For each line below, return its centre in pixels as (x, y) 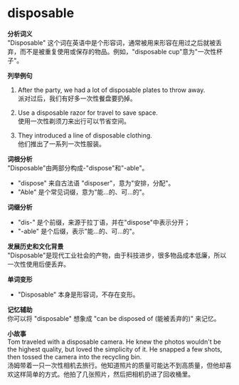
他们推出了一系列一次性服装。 (61, 143)
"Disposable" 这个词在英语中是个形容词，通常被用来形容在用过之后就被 (112, 42)
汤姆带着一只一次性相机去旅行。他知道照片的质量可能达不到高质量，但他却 (116, 365)
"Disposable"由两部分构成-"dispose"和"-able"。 (78, 168)
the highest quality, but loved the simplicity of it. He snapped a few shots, (115, 349)
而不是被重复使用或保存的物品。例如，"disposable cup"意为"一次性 (118, 51)
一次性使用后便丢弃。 (38, 264)
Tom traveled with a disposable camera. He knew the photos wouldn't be (115, 342)
